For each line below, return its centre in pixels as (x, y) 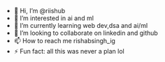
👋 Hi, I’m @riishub (40, 11)
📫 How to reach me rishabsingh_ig (64, 41)
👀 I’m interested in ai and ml (54, 18)
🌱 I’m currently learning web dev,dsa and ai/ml (81, 25)
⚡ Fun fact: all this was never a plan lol (69, 51)
